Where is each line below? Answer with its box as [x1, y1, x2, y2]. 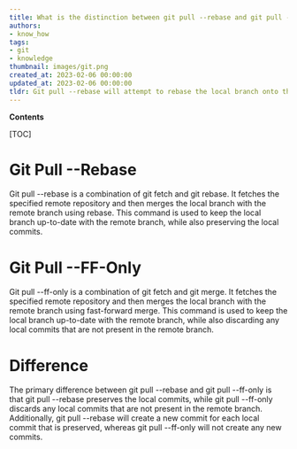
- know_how [9, 29, 49, 38]
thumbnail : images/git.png [9, 63, 109, 72]
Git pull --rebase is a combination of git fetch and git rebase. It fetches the [9, 189, 280, 199]
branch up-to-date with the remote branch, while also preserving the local [9, 217, 279, 228]
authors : [9, 21, 42, 30]
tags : [9, 37, 29, 47]
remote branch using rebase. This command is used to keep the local [9, 207, 262, 218]
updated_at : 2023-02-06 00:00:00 [9, 79, 133, 88]
